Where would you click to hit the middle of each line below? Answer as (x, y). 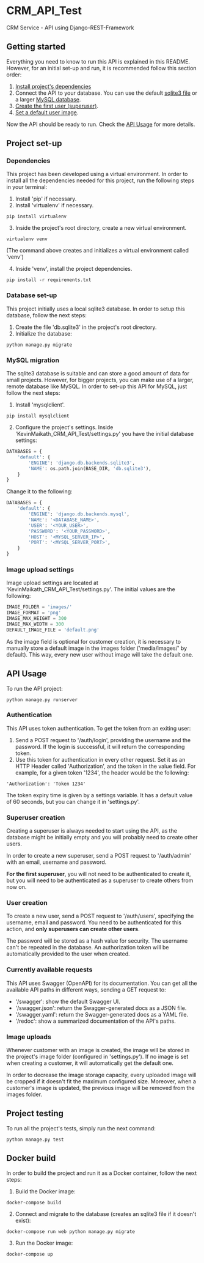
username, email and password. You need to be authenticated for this (94, 922)
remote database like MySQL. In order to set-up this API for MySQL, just (97, 386)
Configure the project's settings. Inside (64, 427)
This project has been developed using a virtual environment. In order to (97, 174)
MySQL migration (33, 360)
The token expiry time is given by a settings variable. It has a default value (100, 795)
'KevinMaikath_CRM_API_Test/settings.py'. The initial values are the (91, 589)
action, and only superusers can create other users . (73, 929)
